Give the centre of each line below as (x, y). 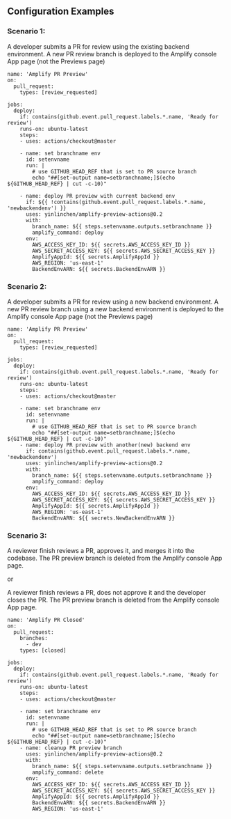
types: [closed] (43, 650)
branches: (34, 639)
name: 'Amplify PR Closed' (46, 620)
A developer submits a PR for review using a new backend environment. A (113, 302)
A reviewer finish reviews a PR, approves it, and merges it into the (101, 551)
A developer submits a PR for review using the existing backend (98, 46)
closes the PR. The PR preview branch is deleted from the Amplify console (113, 600)
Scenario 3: (27, 536)
